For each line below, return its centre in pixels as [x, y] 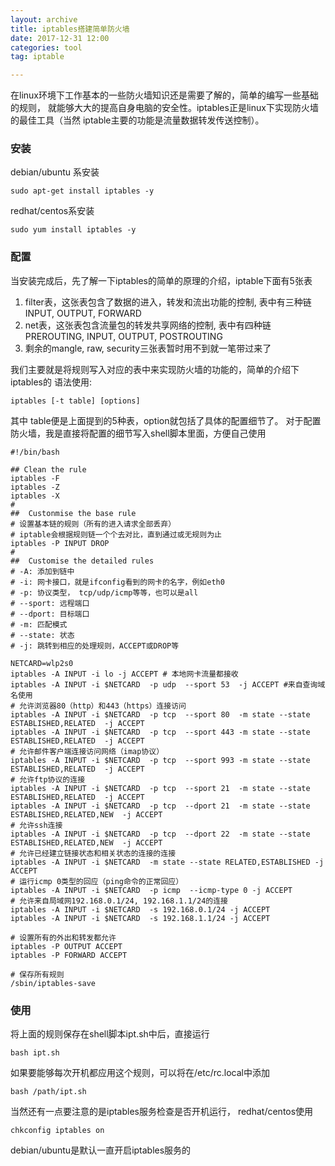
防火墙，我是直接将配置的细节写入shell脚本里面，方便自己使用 [138, 433]
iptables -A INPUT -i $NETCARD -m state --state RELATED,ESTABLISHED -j [167, 862]
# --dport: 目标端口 [50, 614]
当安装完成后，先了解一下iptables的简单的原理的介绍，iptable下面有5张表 [161, 280]
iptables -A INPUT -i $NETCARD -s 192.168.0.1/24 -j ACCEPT [140, 909]
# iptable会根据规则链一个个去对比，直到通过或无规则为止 [116, 534]
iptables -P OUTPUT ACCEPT [66, 946]
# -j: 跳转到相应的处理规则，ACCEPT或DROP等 [95, 646]
